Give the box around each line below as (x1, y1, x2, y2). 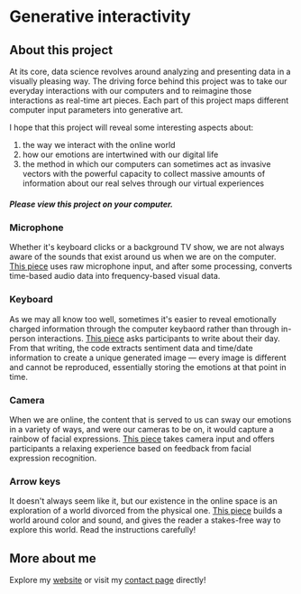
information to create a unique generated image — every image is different (9, 352, 287, 363)
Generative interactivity (9, 6, 191, 27)
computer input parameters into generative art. (9, 105, 184, 115)
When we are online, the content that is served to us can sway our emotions (9, 413, 292, 425)
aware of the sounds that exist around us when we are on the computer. (9, 251, 277, 263)
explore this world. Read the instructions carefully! (9, 524, 196, 535)
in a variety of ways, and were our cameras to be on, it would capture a (9, 423, 274, 434)
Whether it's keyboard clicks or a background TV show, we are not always (9, 242, 285, 253)
